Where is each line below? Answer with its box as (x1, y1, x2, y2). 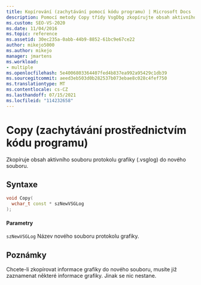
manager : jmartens (6, 53, 52, 59)
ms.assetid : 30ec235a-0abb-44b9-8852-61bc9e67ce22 (6, 36, 135, 42)
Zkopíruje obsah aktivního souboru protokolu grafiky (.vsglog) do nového (6, 156, 187, 163)
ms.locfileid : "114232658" (6, 97, 74, 103)
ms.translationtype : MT (6, 81, 66, 87)
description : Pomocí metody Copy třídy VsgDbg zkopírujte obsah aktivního (6, 14, 197, 20)
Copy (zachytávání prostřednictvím (6, 123, 187, 137)
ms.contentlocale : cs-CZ (6, 87, 68, 93)
